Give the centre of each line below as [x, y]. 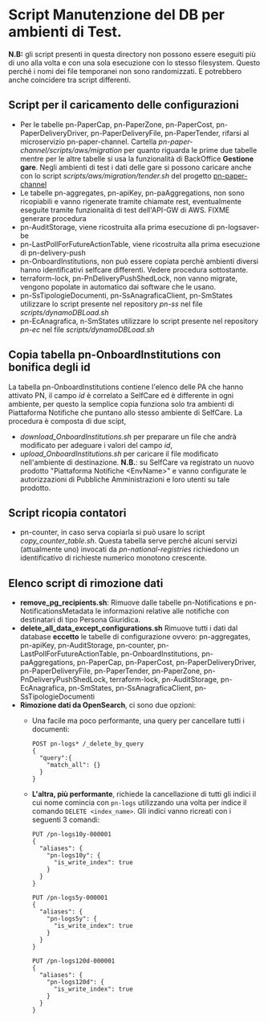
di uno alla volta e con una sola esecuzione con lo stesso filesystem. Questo [134, 63]
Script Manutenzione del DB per [116, 15]
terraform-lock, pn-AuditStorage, [164, 679]
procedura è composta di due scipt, [67, 421]
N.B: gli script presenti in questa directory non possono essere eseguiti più [132, 54]
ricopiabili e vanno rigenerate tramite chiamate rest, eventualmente [131, 201]
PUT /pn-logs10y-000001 [72, 835]
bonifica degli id [49, 367]
